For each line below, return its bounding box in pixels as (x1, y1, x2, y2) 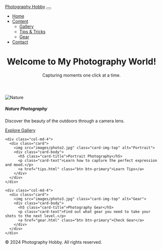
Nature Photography (5, 106, 48, 112)
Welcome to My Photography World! (6, 56, 157, 67)
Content (12, 19, 29, 24)
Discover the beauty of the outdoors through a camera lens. (5, 118, 125, 124)
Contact (12, 39, 28, 45)
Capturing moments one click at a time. (42, 72, 121, 78)
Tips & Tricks (19, 29, 46, 35)
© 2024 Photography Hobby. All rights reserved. (5, 239, 102, 245)
